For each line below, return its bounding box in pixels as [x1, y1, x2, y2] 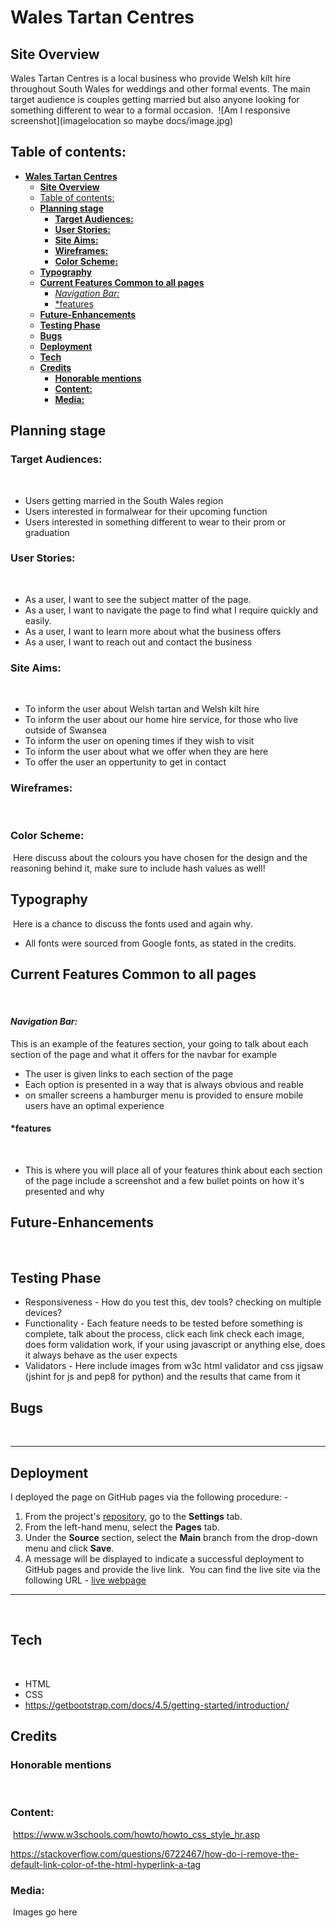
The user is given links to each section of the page [24, 1067, 234, 1080]
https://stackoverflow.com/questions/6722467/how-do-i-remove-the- [10, 1847, 300, 1860]
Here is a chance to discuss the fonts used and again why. [12, 917, 253, 930]
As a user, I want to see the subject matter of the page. [24, 593, 252, 605]
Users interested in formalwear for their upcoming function [24, 505, 268, 517]
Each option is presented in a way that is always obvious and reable [24, 1078, 305, 1090]
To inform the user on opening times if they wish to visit [24, 735, 255, 747]
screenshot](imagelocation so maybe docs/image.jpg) [10, 115, 234, 126]
